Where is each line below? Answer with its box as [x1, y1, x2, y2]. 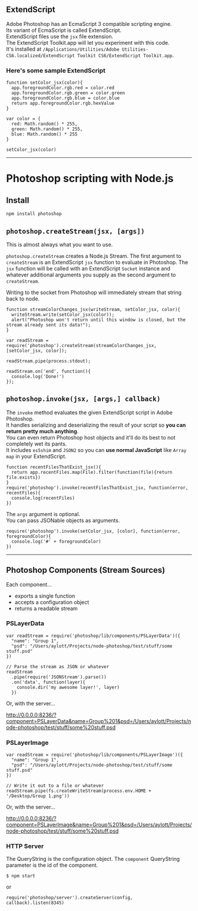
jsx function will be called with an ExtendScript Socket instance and [6, 265, 171, 272]
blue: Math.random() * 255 [11, 131, 78, 137]
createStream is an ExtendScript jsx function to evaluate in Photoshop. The [6, 259, 189, 266]
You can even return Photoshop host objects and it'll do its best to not [6, 434, 176, 441]
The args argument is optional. [6, 510, 81, 517]
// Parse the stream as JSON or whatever [6, 664, 110, 669]
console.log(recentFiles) [11, 495, 75, 501]
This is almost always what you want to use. [6, 241, 113, 248]
